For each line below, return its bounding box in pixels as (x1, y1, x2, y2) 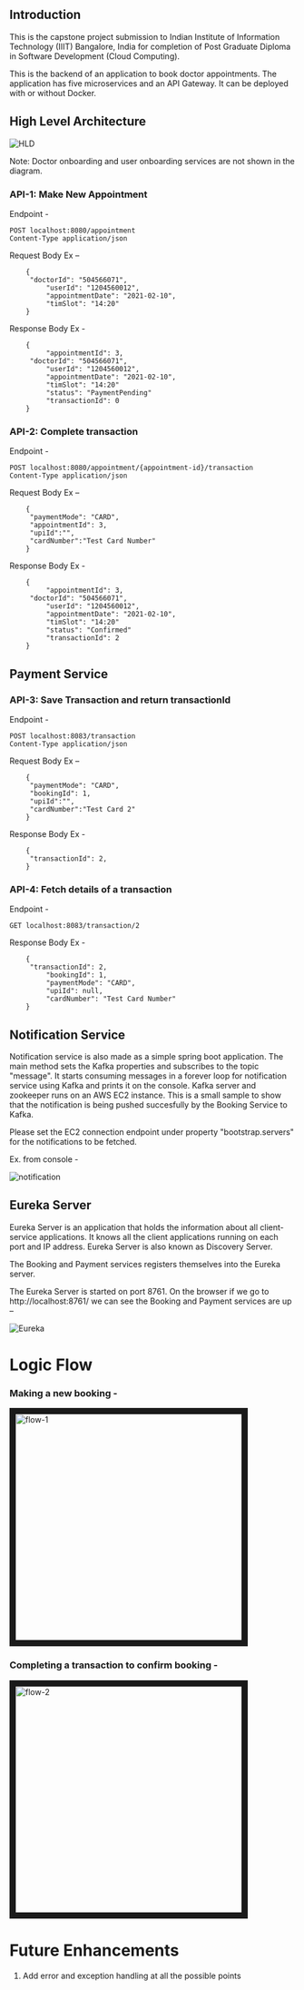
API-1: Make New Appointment (9, 188, 148, 201)
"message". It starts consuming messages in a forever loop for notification (9, 1070, 288, 1081)
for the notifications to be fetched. (9, 1137, 138, 1148)
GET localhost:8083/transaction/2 (9, 921, 141, 931)
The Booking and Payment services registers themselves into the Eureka (9, 1258, 281, 1269)
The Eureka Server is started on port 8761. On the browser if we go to (9, 1286, 270, 1296)
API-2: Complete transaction (9, 425, 139, 438)
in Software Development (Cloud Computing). (9, 50, 180, 62)
